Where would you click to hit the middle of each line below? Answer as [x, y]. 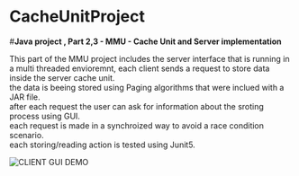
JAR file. [25, 97]
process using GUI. [45, 116]
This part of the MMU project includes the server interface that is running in [149, 58]
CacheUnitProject [77, 17]
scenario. [27, 135]
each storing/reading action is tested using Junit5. [102, 145]
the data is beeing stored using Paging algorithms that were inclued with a [147, 87]
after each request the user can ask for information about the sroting [136, 106]
